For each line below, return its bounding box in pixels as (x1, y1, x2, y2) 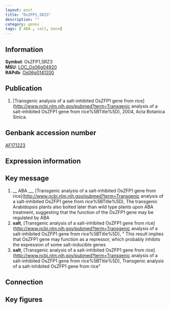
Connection (5, 278, 43, 287)
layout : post (5, 7, 33, 13)
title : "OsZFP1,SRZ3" (5, 12, 51, 17)
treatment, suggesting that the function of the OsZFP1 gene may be (12, 209, 154, 215)
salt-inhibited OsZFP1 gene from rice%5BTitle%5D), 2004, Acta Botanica (12, 108, 165, 114)
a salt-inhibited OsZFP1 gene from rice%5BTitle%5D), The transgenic (12, 198, 158, 204)
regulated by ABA (12, 214, 50, 221)
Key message (5, 174, 49, 183)
